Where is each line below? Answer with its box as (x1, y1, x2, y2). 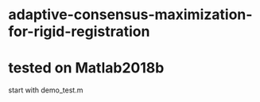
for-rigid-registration (8, 22, 150, 41)
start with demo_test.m (8, 85, 83, 95)
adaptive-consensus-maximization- (8, 6, 253, 24)
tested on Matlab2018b (8, 59, 165, 77)
